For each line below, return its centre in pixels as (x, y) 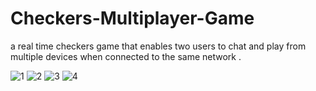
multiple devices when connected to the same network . (126, 56)
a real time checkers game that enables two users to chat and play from (158, 46)
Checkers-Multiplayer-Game (132, 18)
